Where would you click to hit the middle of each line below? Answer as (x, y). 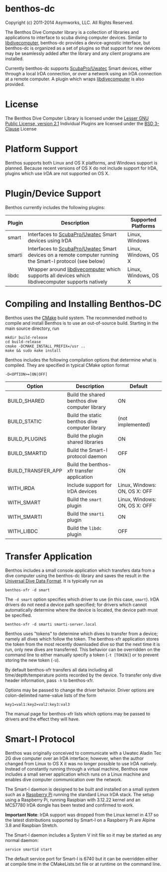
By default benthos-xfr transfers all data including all (59, 669)
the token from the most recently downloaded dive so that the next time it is (83, 644)
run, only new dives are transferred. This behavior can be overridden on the (83, 650)
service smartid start (29, 849)
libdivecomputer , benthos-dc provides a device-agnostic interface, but (78, 42)
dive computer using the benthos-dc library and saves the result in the (77, 575)
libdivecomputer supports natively (68, 281)
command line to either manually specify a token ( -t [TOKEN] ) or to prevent (82, 654)
